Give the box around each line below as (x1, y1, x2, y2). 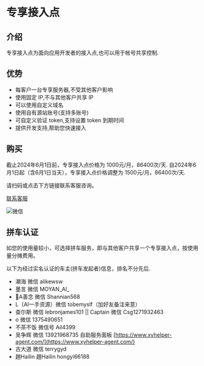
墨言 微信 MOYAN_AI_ (15, 285, 70, 293)
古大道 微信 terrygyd (15, 345, 67, 353)
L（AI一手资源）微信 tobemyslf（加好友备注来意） (15, 301, 141, 308)
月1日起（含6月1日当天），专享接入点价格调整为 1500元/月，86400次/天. (6, 168, 186, 176)
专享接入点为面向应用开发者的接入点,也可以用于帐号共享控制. (6, 49, 160, 56)
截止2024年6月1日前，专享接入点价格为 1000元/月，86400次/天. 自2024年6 (6, 161, 197, 168)
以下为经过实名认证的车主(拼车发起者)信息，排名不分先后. (6, 265, 151, 272)
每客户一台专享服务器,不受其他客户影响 (15, 86, 113, 93)
